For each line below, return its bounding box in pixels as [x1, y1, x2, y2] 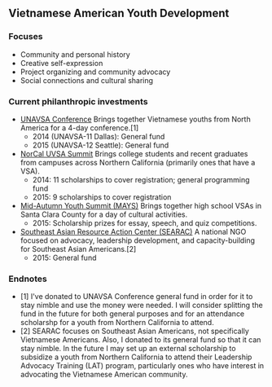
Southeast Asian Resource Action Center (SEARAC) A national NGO [20, 226, 247, 236]
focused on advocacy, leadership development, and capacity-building [20, 235, 255, 245]
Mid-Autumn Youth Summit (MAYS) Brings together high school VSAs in [20, 200, 262, 210]
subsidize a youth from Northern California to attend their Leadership [20, 352, 252, 362]
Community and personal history [20, 49, 130, 59]
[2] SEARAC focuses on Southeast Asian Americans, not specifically [20, 326, 250, 336]
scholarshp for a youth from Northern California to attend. [20, 318, 214, 328]
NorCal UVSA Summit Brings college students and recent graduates [20, 148, 248, 158]
